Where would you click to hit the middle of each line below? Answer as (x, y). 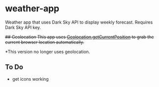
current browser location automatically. (45, 42)
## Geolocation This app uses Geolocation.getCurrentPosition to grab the (79, 37)
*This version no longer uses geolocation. (48, 52)
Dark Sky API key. (23, 27)
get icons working (30, 79)
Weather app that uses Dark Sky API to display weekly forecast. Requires (79, 22)
